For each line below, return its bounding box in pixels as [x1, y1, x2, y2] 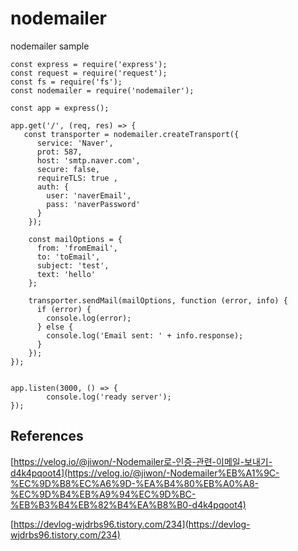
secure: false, [36, 164, 101, 174]
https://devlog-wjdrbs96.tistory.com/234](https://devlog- [13, 518, 251, 530]
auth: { [36, 182, 70, 192]
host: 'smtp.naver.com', [36, 155, 141, 166]
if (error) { [36, 304, 92, 314]
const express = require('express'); [10, 59, 168, 69]
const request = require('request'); [10, 68, 168, 78]
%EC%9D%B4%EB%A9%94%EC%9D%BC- [10, 488, 197, 500]
